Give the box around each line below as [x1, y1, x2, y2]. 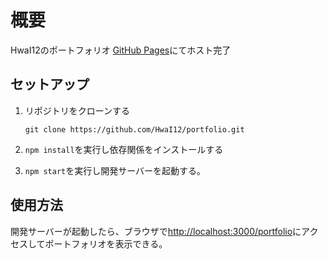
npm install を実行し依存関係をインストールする [24, 143, 224, 155]
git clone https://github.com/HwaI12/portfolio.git [24, 124, 245, 135]
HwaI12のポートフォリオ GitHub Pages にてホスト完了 [10, 44, 232, 56]
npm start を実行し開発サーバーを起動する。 [24, 164, 207, 176]
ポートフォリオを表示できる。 [44, 237, 168, 250]
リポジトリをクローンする [24, 104, 131, 116]
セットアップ [10, 76, 90, 93]
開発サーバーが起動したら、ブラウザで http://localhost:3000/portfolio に [10, 225, 302, 237]
